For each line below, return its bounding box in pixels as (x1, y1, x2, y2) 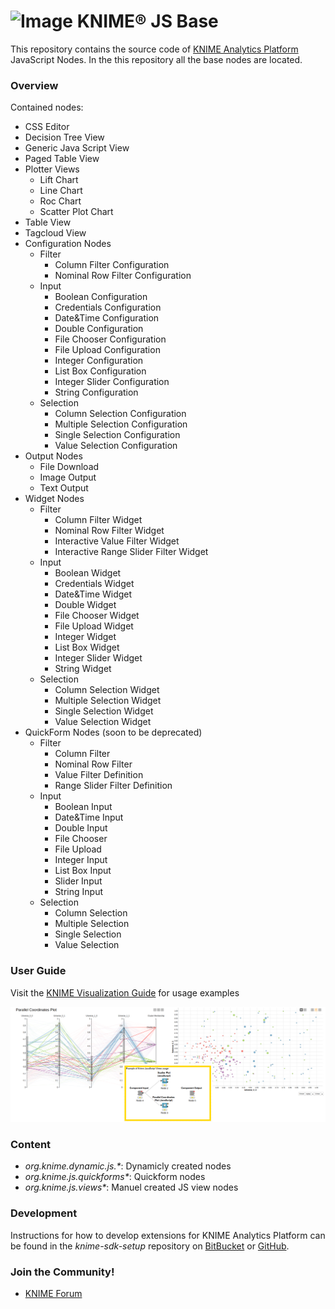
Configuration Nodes (24, 238, 112, 250)
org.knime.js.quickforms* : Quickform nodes (24, 1171, 206, 1183)
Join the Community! (10, 1265, 115, 1279)
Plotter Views (24, 163, 80, 175)
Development (10, 1206, 78, 1220)
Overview (10, 78, 59, 92)
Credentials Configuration (54, 301, 162, 314)
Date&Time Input (54, 811, 124, 824)
